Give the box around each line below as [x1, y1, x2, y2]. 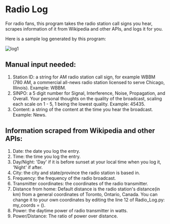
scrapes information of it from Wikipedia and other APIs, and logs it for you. [5, 25, 163, 32]
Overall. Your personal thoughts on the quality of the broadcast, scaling [12, 95, 162, 101]
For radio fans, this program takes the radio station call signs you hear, [5, 20, 153, 26]
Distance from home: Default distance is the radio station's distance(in [12, 186, 160, 192]
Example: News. [12, 111, 47, 118]
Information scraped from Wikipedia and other [5, 126, 155, 135]
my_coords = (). [12, 202, 46, 208]
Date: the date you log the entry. [12, 148, 80, 154]
